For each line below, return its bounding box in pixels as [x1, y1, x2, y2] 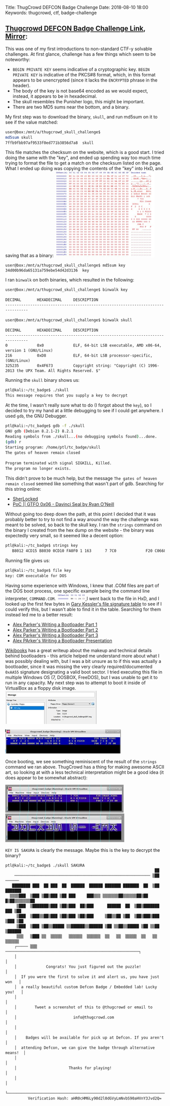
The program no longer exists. [5, 466, 71, 471]
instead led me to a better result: [5, 611, 73, 617]
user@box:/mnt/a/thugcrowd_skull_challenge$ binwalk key [5, 287, 128, 293]
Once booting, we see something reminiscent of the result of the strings [5, 758, 157, 764]
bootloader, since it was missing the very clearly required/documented [5, 663, 153, 669]
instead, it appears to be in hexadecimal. [12, 93, 98, 99]
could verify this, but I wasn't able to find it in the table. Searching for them [5, 606, 161, 612]
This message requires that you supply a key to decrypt [5, 393, 128, 398]
